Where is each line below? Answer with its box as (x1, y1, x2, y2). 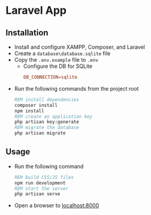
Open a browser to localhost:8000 (14, 202, 99, 209)
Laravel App (5, 4, 67, 17)
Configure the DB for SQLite (23, 62, 93, 70)
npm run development (14, 180, 66, 186)
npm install (14, 107, 44, 114)
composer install (14, 102, 58, 108)
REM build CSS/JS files (14, 174, 74, 180)
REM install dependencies (14, 97, 79, 103)
